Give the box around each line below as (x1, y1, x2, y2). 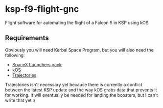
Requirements (5, 34, 49, 42)
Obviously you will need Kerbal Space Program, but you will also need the (5, 47, 154, 53)
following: (5, 52, 25, 58)
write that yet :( (5, 97, 36, 103)
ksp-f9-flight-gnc (5, 3, 79, 15)
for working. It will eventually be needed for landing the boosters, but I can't (5, 92, 158, 98)
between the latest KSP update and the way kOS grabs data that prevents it (5, 87, 157, 93)
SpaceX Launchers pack (12, 61, 62, 67)
